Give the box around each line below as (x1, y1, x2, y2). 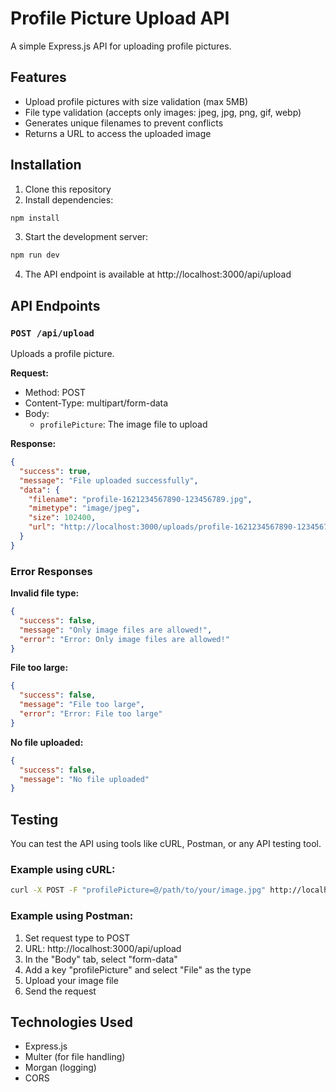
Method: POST (24, 387, 86, 398)
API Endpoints (10, 297, 101, 314)
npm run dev (10, 250, 60, 261)
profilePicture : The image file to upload (39, 418, 208, 430)
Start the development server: (24, 231, 149, 243)
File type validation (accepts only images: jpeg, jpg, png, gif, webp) (24, 106, 302, 118)
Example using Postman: (10, 909, 134, 923)
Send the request (24, 985, 97, 997)
